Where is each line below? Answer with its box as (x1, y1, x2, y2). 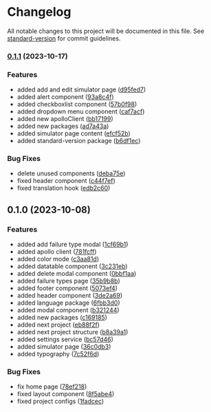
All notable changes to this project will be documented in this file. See (7, 27, 205, 35)
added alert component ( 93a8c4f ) (16, 93, 115, 101)
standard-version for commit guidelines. (7, 34, 121, 42)
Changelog (7, 4, 71, 20)
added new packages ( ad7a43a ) (16, 122, 109, 131)
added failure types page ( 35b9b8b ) (16, 277, 120, 285)
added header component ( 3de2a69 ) (16, 292, 123, 300)
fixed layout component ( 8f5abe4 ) (16, 390, 115, 398)
